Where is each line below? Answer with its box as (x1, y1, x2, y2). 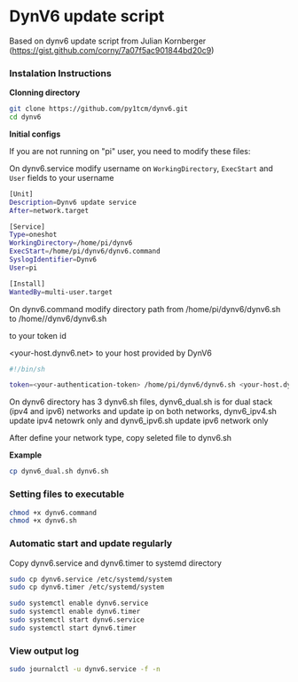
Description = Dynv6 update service (9, 198, 137, 207)
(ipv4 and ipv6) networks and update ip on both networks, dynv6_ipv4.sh (9, 406, 278, 417)
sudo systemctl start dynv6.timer (9, 623, 137, 632)
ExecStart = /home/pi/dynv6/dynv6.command (9, 247, 161, 256)
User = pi (9, 263, 38, 272)
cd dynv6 (9, 113, 42, 122)
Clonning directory (9, 87, 81, 98)
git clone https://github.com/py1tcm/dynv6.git (9, 105, 189, 114)
